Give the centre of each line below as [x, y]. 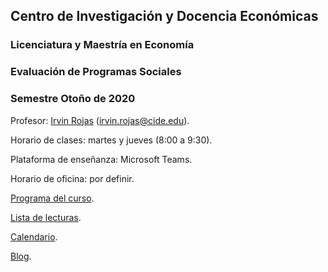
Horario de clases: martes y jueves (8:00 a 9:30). [111, 140]
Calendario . [34, 236]
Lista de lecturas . [46, 217]
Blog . [21, 256]
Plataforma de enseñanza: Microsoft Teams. [101, 159]
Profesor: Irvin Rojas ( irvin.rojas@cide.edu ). [100, 120]
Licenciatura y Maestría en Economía [102, 45]
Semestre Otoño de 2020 [73, 99]
